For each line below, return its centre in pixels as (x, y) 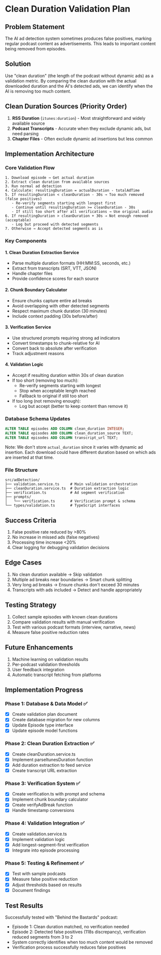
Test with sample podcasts (39, 874)
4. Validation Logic (24, 364)
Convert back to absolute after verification (54, 348)
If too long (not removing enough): (46, 401)
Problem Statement (35, 27)
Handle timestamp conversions (43, 810)
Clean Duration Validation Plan (68, 9)
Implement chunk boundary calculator (50, 799)
